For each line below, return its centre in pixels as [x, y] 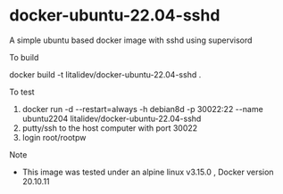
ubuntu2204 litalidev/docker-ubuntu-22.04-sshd [112, 118]
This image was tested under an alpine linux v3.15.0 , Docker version [148, 172]
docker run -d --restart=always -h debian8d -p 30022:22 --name [142, 109]
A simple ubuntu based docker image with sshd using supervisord [131, 40]
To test [22, 92]
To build [24, 57]
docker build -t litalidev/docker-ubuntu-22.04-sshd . [105, 74]
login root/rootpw [54, 137]
